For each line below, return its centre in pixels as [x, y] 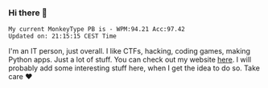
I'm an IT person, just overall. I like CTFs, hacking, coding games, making [130, 51]
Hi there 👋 [28, 13]
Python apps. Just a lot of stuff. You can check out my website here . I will [130, 60]
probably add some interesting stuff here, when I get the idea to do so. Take [134, 68]
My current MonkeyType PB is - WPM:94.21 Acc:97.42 [97, 30]
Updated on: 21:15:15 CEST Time [62, 36]
